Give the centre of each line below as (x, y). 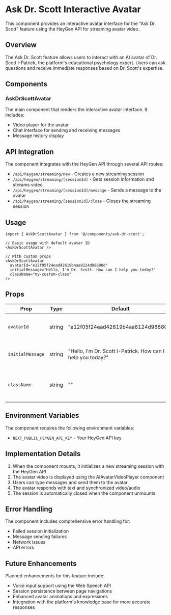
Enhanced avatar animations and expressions (60, 597)
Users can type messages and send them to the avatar (70, 482)
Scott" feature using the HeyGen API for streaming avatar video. (73, 29)
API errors (23, 547)
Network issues (29, 542)
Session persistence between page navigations (62, 591)
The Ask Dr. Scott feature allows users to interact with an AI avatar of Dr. (81, 57)
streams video (27, 185)
